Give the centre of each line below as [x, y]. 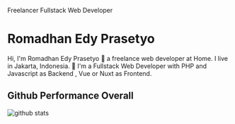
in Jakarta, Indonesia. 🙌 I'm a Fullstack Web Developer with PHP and [107, 66]
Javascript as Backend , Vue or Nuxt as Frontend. [80, 73]
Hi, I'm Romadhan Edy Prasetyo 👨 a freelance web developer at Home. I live [118, 58]
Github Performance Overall [70, 96]
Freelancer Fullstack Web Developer [60, 10]
